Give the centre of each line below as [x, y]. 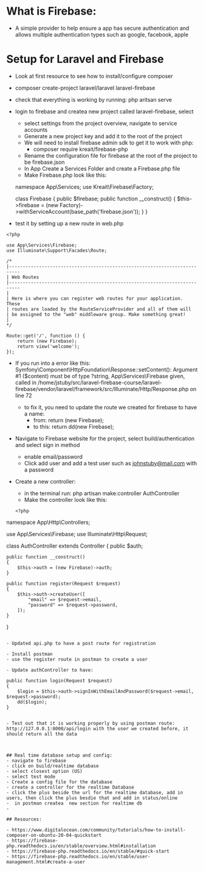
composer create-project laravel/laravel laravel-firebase [85, 88]
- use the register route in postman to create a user [77, 659]
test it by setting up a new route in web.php [69, 223]
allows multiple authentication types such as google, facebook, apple [102, 34]
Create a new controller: [45, 481]
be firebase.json [44, 162]
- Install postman [29, 654]
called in [25, 383]
